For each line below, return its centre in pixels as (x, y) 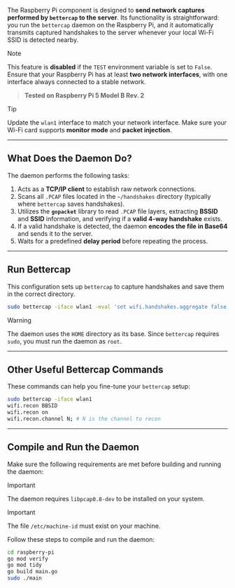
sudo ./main (24, 578)
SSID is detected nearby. (43, 40)
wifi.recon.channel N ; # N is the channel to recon (84, 419)
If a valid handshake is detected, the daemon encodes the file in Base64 (122, 226)
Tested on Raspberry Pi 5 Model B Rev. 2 (84, 95)
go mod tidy (24, 565)
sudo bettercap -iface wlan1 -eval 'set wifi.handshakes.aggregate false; (119, 307)
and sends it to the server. (55, 233)
